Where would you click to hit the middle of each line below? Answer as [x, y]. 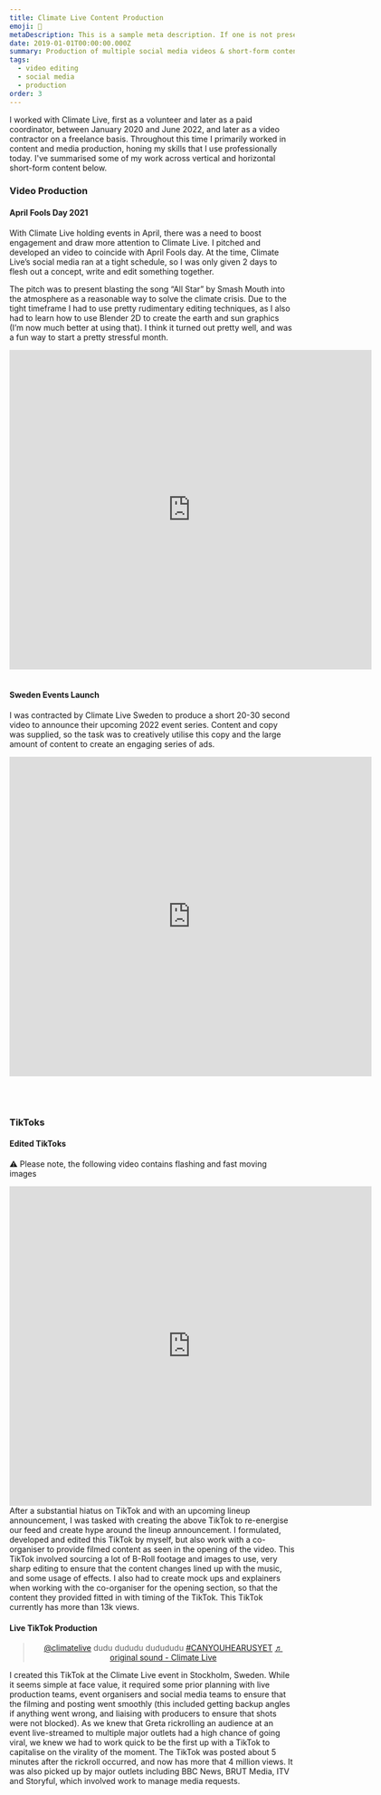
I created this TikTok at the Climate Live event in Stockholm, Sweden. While [150, 1675]
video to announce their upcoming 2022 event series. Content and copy [144, 724]
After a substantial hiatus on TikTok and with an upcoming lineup [130, 1510]
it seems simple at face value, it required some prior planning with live [139, 1685]
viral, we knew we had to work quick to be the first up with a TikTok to [140, 1742]
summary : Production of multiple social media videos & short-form [139, 52]
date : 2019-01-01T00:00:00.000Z [70, 43]
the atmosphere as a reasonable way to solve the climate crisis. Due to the [148, 298]
